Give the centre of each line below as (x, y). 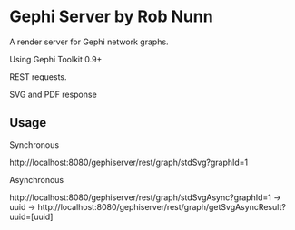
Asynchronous (37, 179)
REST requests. (38, 77)
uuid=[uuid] (31, 216)
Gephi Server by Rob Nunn (111, 17)
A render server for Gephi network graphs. (89, 42)
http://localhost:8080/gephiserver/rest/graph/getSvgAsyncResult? (162, 206)
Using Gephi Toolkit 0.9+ (56, 59)
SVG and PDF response (53, 94)
